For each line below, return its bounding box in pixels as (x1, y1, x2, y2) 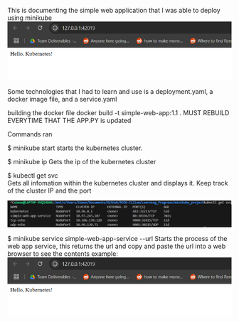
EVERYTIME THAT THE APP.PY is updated (7, 117, 132, 125)
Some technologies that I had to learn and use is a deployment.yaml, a (7, 87, 213, 96)
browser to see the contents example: (7, 249, 119, 258)
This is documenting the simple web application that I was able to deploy (7, 6, 221, 14)
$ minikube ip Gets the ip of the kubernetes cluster (7, 158, 156, 166)
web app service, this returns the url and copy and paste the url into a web (7, 242, 226, 251)
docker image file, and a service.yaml (7, 95, 117, 104)
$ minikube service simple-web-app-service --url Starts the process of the (7, 235, 228, 243)
